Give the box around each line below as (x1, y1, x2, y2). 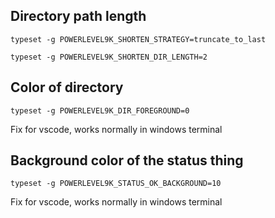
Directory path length (10, 8, 147, 25)
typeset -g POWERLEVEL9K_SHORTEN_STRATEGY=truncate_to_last (10, 34, 267, 44)
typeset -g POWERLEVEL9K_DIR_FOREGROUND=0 (10, 105, 190, 116)
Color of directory (10, 79, 124, 96)
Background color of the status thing (10, 152, 244, 169)
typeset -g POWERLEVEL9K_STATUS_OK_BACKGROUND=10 (10, 179, 222, 189)
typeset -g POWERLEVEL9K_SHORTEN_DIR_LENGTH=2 (10, 52, 208, 62)
